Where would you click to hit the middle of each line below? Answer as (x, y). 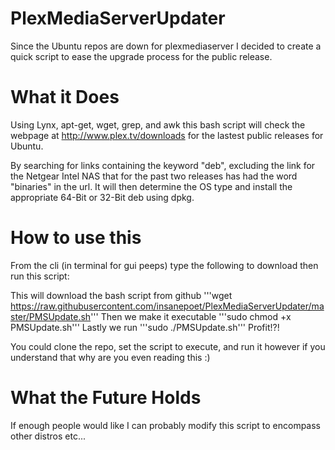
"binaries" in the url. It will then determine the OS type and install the (151, 186)
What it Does (65, 97)
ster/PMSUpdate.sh (51, 316)
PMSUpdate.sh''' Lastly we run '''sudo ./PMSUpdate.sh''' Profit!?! (145, 327)
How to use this (76, 238)
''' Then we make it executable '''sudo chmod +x (191, 316)
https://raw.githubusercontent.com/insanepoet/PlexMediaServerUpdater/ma (167, 306)
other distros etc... (48, 436)
